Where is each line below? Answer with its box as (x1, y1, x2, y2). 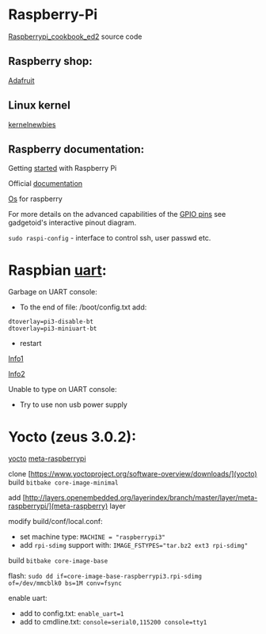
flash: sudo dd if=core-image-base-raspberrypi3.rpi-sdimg (8, 571, 202, 581)
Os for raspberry (8, 194, 63, 203)
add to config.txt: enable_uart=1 (19, 609, 124, 618)
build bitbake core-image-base (8, 556, 108, 565)
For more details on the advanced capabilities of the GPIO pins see (8, 210, 226, 219)
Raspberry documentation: (8, 142, 145, 156)
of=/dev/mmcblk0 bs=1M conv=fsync (8, 579, 123, 587)
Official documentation (8, 179, 83, 188)
